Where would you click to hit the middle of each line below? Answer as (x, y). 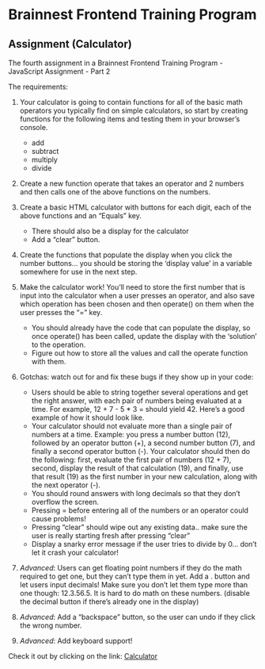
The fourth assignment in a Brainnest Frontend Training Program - (115, 63)
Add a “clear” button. (66, 239)
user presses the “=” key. (61, 312)
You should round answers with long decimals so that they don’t (136, 493)
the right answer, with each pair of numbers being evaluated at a (137, 401)
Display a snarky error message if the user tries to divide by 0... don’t (144, 544)
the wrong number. (51, 625)
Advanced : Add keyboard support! (76, 641)
